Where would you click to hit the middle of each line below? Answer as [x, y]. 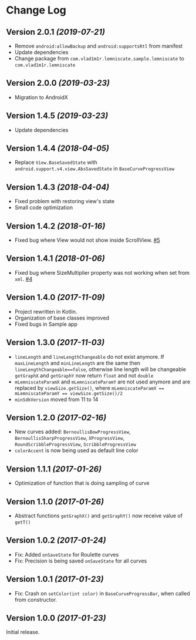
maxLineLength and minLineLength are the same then [77, 363]
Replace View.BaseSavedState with [56, 163]
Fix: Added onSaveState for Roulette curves [67, 554]
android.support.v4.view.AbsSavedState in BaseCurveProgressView [94, 169]
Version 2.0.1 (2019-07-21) [56, 32]
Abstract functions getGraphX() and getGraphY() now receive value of [99, 516]
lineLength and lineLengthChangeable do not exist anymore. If [89, 356]
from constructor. [36, 599]
